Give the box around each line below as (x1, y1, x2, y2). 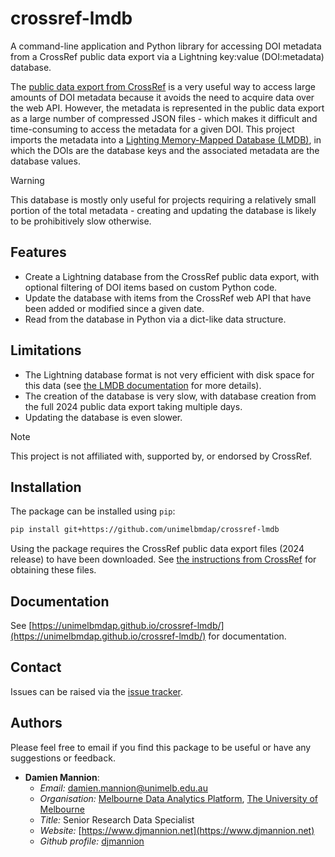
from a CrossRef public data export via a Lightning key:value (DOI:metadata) (10, 50, 325, 62)
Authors (10, 715, 63, 732)
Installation (10, 478, 82, 496)
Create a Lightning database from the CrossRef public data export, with (24, 270, 320, 282)
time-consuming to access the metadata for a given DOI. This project (10, 123, 295, 135)
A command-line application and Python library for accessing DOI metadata (10, 40, 322, 52)
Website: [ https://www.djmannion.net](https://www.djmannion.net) (39, 824, 315, 836)
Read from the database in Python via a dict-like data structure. (24, 313, 287, 325)
